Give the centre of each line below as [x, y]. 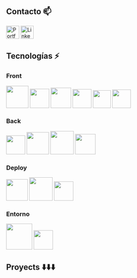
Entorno [18, 214]
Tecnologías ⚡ [33, 56]
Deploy [17, 168]
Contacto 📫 [29, 12]
